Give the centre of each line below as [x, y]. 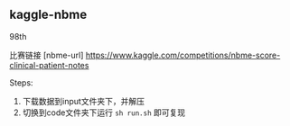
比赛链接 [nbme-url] [47, 55]
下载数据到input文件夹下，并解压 [83, 101]
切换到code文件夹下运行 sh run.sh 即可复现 [104, 112]
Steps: [21, 82]
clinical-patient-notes [49, 65]
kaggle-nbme [48, 15]
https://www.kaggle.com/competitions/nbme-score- [183, 55]
